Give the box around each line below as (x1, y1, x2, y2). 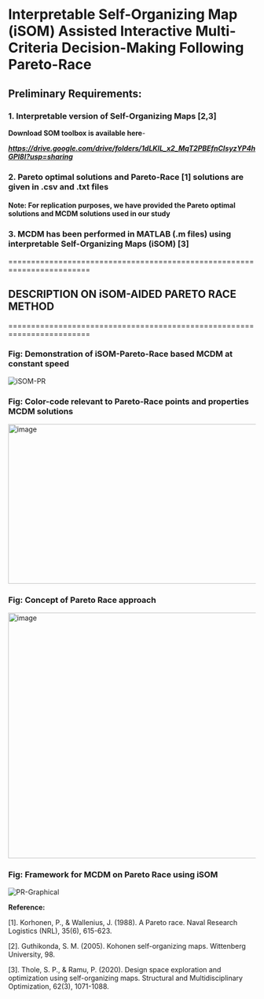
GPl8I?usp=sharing (8, 152, 73, 161)
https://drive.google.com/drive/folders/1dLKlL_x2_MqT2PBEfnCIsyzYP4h (8, 143, 256, 152)
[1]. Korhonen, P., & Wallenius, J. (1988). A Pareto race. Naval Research (8, 917, 238, 927)
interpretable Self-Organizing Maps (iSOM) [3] (8, 238, 189, 249)
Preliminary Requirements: (8, 86, 142, 100)
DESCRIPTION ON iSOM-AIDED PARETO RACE (8, 288, 237, 301)
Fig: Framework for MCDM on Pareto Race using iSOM (8, 869, 218, 880)
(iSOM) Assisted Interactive (8, 22, 192, 40)
